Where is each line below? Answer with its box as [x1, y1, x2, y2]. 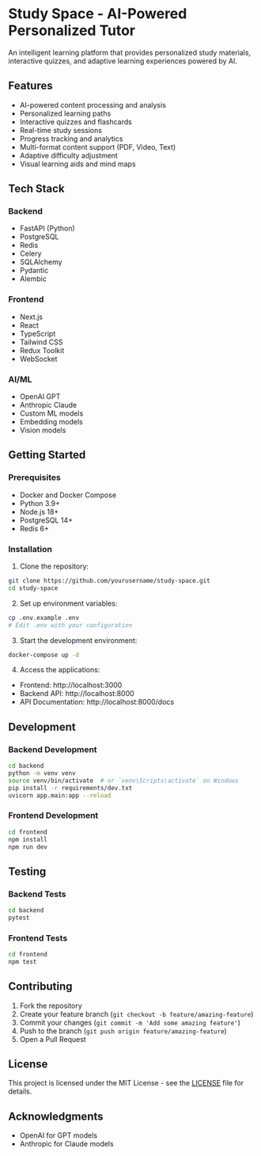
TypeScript [19, 329, 56, 338]
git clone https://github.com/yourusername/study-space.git [8, 577, 211, 585]
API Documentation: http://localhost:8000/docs [19, 698, 175, 707]
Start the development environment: [19, 635, 138, 645]
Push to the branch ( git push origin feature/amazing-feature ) [19, 1026, 227, 1036]
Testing [8, 865, 47, 878]
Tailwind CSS [19, 337, 63, 347]
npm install [8, 835, 47, 843]
